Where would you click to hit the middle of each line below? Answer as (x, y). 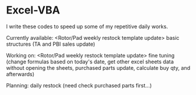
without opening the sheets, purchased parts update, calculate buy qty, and (98, 67)
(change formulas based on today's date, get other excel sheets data (90, 62)
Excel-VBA (33, 10)
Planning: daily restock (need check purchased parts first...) (79, 85)
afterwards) (20, 74)
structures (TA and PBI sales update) (51, 44)
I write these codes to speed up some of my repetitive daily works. (87, 26)
